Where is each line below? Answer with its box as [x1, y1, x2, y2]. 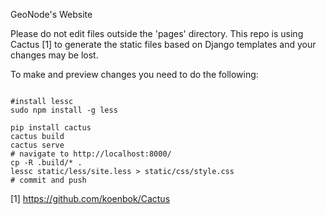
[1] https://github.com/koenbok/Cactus [10, 193, 171, 204]
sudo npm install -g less [10, 105, 118, 115]
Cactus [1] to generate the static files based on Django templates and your [10, 39, 317, 50]
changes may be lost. [10, 49, 99, 61]
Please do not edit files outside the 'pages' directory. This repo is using [10, 28, 304, 39]
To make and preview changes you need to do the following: [10, 69, 259, 80]
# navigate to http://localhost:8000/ [10, 149, 172, 159]
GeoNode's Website [10, 9, 93, 20]
